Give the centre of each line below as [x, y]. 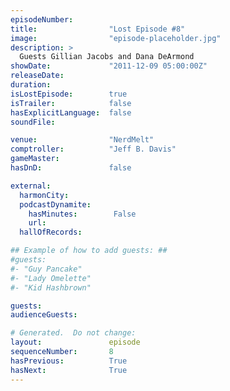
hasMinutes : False [82, 214]
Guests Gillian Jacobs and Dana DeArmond [107, 57]
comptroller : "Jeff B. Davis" [93, 149]
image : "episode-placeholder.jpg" [116, 38]
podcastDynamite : [55, 204]
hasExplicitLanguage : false [71, 112]
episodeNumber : [42, 19]
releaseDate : [37, 76]
